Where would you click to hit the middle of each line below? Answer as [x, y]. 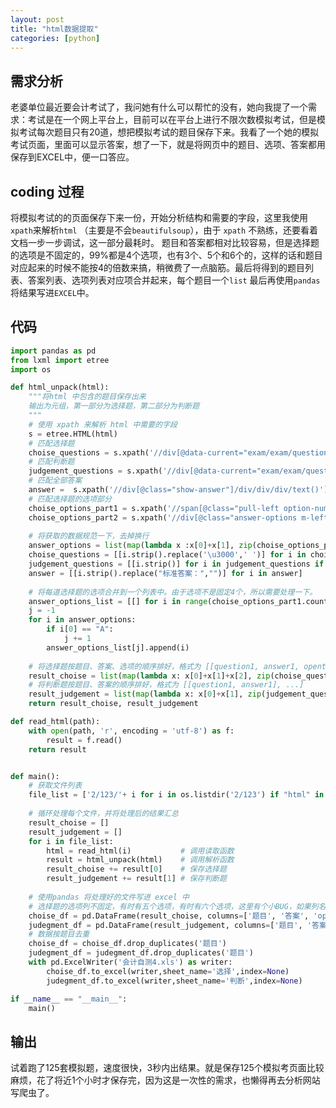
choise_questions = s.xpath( [89, 452]
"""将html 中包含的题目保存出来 [87, 397]
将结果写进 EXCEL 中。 [52, 292]
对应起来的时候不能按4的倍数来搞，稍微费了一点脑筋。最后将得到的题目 [158, 267]
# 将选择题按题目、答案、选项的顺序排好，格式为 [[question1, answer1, [164, 666]
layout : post [37, 19]
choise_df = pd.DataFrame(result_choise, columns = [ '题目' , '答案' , [169, 916]
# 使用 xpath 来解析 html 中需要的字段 [103, 424]
